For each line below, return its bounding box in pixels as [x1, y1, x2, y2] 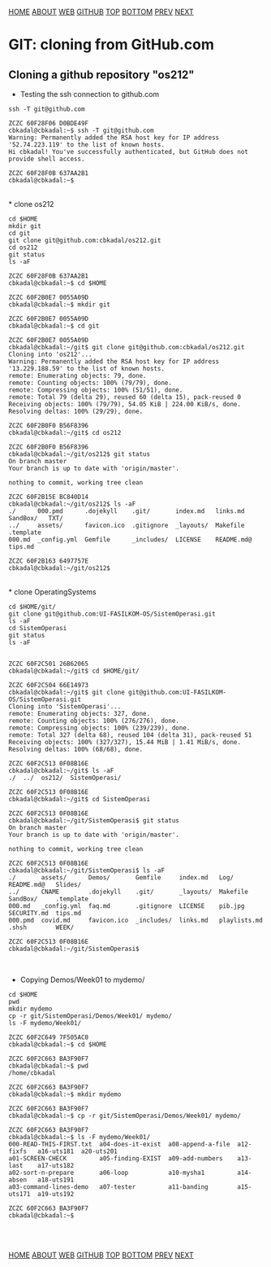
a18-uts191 [37, 1176, 75, 1184]
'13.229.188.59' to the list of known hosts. [8, 365, 165, 373]
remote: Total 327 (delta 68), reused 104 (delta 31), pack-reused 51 [8, 731, 252, 739]
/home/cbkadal [8, 1069, 57, 1077]
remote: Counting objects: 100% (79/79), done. [8, 379, 173, 387]
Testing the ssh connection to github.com [19, 90, 160, 99]
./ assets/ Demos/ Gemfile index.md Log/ [8, 874, 234, 882]
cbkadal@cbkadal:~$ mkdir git [8, 300, 111, 309]
